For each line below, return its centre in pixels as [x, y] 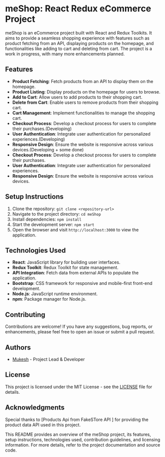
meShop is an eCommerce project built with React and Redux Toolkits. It [79, 33]
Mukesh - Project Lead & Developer [48, 359]
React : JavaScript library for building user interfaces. [66, 262]
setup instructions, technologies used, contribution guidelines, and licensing [83, 439]
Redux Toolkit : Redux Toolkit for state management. [65, 268]
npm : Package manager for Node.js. [49, 299]
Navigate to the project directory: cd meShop [57, 214]
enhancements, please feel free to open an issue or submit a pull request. [80, 332]
